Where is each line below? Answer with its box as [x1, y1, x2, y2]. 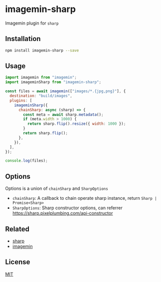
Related [5, 224, 30, 233]
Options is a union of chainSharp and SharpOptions [5, 185, 108, 191]
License [5, 258, 30, 266]
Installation [5, 35, 41, 43]
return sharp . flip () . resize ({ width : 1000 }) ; [27, 121, 126, 126]
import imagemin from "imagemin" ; [5, 75, 77, 80]
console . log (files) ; [5, 158, 48, 163]
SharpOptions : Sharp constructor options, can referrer [12, 205, 123, 211]
